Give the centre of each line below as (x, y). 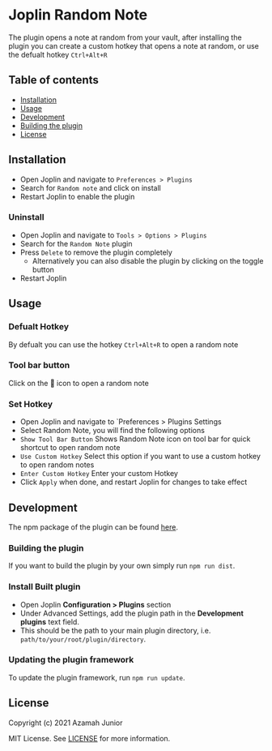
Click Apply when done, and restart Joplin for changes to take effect (134, 482)
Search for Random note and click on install (91, 187)
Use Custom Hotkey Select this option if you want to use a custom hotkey (140, 457)
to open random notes (57, 465)
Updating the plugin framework (71, 660)
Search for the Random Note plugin (76, 243)
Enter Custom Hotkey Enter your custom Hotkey (99, 474)
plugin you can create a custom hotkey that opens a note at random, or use (134, 45)
